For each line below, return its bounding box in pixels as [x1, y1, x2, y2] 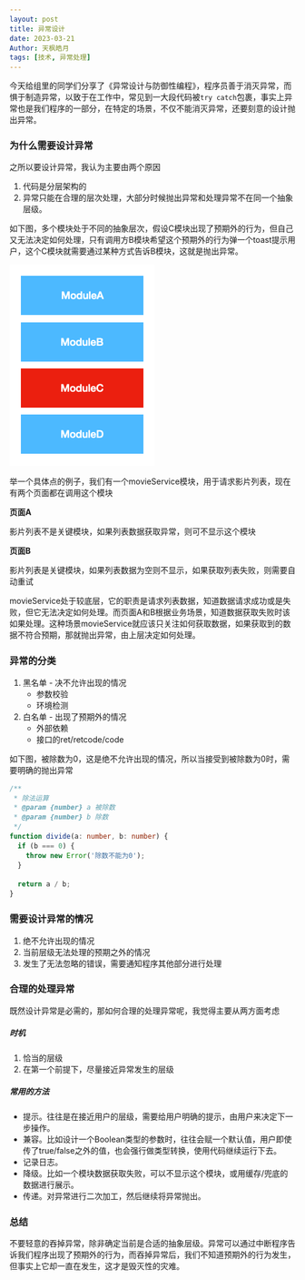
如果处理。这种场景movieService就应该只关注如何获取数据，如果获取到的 [9, 619, 283, 630]
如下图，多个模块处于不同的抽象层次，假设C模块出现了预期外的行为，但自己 [9, 223, 294, 234]
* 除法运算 [13, 793, 50, 802]
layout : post [9, 15, 59, 24]
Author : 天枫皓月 [9, 44, 70, 53]
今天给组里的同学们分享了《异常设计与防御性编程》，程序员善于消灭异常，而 [9, 80, 292, 91]
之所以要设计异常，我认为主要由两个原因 [9, 162, 161, 173]
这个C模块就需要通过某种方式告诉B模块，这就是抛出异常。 [25, 246, 243, 257]
